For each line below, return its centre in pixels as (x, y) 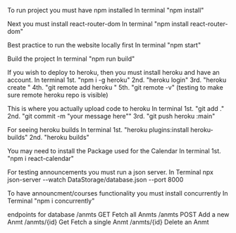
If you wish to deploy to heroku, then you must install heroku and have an (113, 72)
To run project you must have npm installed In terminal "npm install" (106, 10)
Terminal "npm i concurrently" (51, 201)
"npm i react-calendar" (41, 159)
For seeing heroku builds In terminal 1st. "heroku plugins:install (98, 130)
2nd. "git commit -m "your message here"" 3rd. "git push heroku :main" (111, 116)
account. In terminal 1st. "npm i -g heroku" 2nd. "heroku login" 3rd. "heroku (117, 80)
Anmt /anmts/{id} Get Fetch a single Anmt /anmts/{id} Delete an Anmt (108, 222)
